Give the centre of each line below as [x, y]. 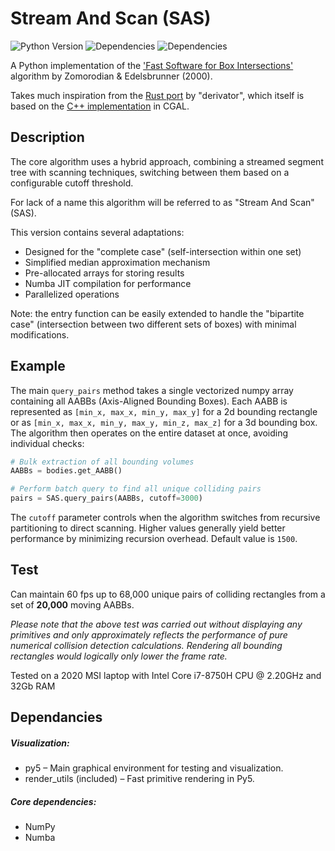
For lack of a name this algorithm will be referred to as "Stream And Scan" [162, 202]
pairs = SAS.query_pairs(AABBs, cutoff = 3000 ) [106, 498]
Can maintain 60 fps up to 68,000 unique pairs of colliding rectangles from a [168, 594]
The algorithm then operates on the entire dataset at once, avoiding [149, 433]
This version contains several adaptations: [97, 232]
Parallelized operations [72, 294]
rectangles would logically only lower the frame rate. [119, 656]
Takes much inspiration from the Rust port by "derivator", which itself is [157, 95]
